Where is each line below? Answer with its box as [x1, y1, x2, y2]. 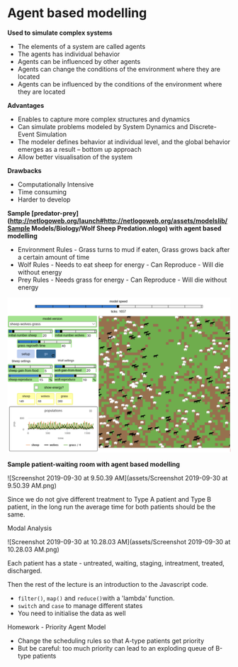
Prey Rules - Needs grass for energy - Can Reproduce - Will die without [17, 275, 227, 284]
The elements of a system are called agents [17, 42, 146, 50]
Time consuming [17, 187, 67, 196]
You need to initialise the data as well [17, 609, 126, 617]
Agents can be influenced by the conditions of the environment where [17, 79, 222, 88]
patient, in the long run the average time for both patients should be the [7, 502, 216, 511]
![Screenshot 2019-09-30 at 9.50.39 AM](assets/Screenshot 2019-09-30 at [7, 473, 228, 482]
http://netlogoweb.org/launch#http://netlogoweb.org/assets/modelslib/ [9, 216, 228, 225]
